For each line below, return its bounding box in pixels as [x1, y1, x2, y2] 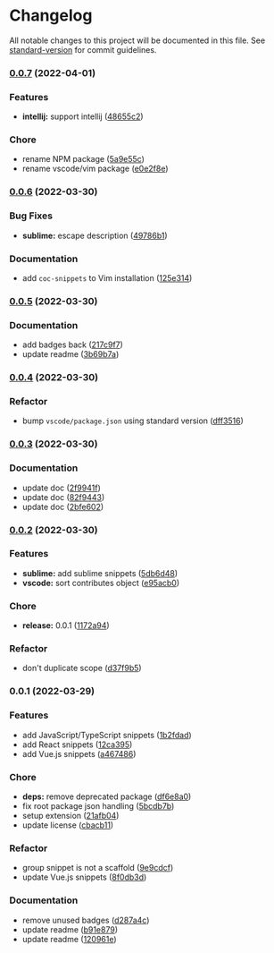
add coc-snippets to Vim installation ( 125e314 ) [21, 272, 193, 283]
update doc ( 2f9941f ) [21, 482, 101, 493]
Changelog [9, 5, 93, 26]
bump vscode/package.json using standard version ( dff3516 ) [21, 415, 244, 426]
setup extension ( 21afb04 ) [21, 810, 120, 821]
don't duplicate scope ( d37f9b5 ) [21, 663, 142, 674]
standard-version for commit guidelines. [9, 44, 157, 55]
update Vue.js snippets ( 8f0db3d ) [21, 872, 147, 882]
